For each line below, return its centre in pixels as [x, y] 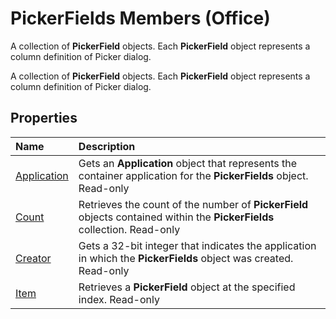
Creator [33, 258]
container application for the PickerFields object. [193, 175]
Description [107, 146]
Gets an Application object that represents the [188, 163]
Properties [44, 118]
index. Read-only [119, 299]
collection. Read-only [129, 229]
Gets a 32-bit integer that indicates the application [197, 245]
